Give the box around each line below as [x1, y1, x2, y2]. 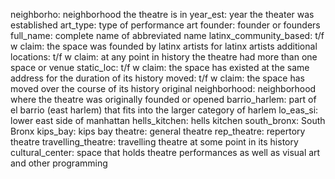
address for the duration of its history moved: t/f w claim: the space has [10, 72, 305, 84]
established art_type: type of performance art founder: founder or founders [10, 19, 321, 31]
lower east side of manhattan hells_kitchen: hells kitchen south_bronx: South [10, 115, 326, 126]
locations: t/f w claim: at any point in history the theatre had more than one [10, 51, 318, 63]
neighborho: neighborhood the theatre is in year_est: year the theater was [10, 9, 315, 20]
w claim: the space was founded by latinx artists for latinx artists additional [10, 40, 318, 52]
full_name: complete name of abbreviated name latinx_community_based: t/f [10, 30, 325, 41]
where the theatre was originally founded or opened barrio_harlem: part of [10, 94, 317, 105]
